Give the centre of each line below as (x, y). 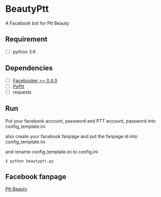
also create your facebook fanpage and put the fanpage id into (72, 136)
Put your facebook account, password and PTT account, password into (80, 121)
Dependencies (29, 68)
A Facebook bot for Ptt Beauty (37, 23)
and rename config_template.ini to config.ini (52, 151)
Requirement (26, 39)
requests (22, 92)
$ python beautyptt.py (29, 161)
